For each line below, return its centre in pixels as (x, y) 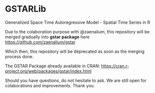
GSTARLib (26, 9)
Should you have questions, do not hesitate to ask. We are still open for (76, 80)
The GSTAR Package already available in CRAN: (53, 66)
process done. (19, 56)
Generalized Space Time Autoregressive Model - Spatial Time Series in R (78, 22)
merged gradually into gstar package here (47, 37)
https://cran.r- (115, 66)
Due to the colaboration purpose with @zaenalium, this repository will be (77, 31)
